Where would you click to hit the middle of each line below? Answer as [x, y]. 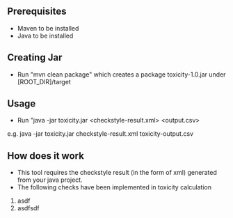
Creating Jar [35, 57]
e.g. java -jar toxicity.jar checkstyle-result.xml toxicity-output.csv [100, 134]
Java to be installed [45, 36]
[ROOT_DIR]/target [44, 81]
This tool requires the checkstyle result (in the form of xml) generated [117, 173]
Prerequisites [37, 11]
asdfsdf [28, 208]
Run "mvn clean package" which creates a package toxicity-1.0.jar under [121, 74]
